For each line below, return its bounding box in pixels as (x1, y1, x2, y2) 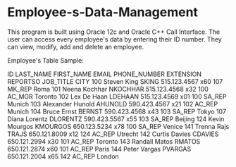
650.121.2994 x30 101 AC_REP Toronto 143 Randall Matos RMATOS (7, 137, 201, 145)
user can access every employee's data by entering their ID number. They (7, 35, 222, 43)
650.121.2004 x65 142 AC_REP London (7, 152, 120, 161)
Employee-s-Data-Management (7, 4, 199, 20)
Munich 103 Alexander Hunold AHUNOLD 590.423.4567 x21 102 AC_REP (7, 99, 218, 108)
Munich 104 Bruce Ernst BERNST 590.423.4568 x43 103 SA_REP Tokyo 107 (7, 107, 227, 116)
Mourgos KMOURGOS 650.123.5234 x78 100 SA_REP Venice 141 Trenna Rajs (7, 122, 230, 130)
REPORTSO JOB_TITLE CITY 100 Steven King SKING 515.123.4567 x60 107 (7, 77, 223, 85)
